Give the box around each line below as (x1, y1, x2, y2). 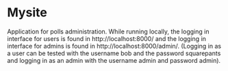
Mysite (7, 5, 48, 20)
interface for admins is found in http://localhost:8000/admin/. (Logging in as (7, 42, 221, 50)
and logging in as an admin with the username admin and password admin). (7, 56, 221, 64)
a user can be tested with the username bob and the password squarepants (7, 49, 221, 57)
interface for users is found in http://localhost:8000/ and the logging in (7, 34, 207, 42)
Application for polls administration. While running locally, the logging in (7, 27, 210, 35)
